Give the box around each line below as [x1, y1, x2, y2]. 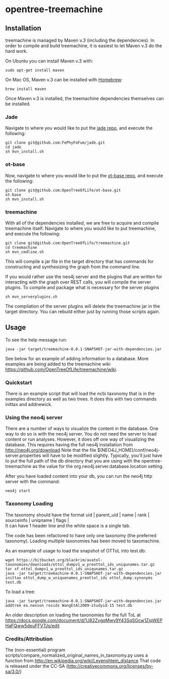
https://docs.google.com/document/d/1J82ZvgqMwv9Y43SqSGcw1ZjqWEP [5, 617, 163, 623]
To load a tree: [5, 589, 35, 595]
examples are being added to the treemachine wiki [5, 361, 111, 367]
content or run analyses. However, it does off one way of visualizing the [5, 436, 155, 443]
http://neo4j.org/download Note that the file [5, 447, 97, 453]
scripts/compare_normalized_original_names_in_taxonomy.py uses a [5, 652, 148, 658]
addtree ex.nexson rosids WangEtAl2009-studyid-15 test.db [5, 603, 133, 608]
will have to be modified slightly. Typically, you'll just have [42, 452, 163, 458]
